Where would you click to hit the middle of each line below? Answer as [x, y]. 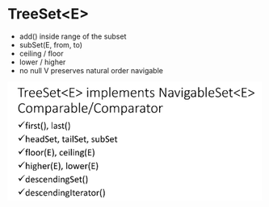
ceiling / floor [41, 53]
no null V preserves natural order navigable [91, 70]
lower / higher [42, 62]
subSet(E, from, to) [50, 44]
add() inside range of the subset [73, 36]
